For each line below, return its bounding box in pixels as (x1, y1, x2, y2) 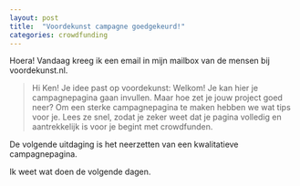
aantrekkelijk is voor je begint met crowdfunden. (31, 121, 213, 132)
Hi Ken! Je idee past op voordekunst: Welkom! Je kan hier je (31, 83, 258, 94)
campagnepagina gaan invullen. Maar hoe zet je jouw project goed (31, 92, 283, 103)
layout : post (9, 13, 59, 23)
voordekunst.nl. (9, 65, 68, 76)
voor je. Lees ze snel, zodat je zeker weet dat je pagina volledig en (31, 111, 283, 123)
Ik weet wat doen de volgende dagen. (9, 166, 151, 178)
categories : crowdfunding (9, 30, 108, 39)
